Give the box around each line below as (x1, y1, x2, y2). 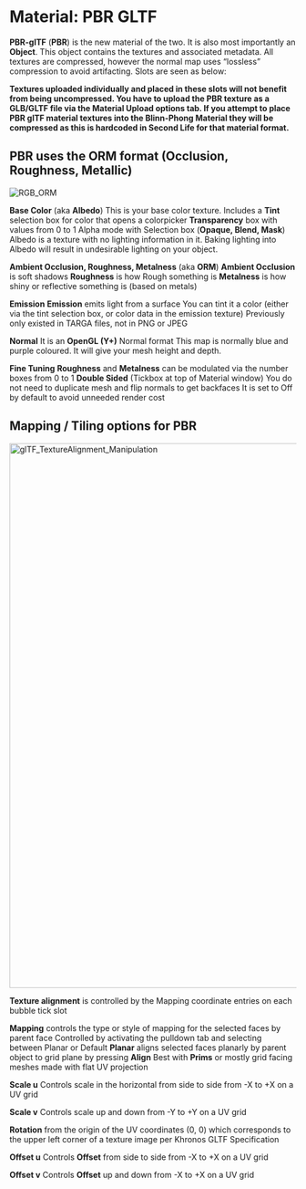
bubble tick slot (9, 1005, 67, 1016)
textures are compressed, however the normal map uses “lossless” (9, 56, 261, 67)
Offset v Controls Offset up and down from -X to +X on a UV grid (9, 1169, 255, 1180)
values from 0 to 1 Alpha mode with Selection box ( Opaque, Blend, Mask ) (9, 224, 286, 235)
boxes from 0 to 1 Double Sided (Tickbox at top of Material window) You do (9, 372, 293, 383)
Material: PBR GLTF (9, 6, 158, 27)
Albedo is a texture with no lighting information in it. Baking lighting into (9, 234, 277, 245)
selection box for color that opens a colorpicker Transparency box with (9, 214, 278, 225)
